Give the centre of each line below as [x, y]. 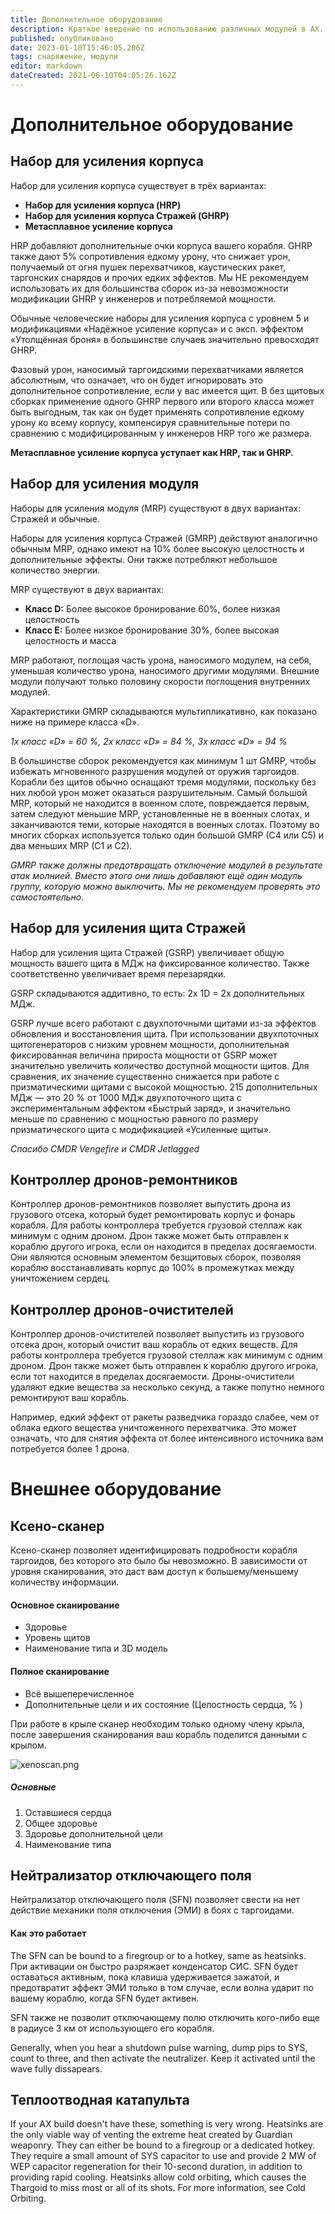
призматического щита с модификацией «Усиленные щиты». [141, 1129]
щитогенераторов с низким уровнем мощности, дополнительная [150, 1044]
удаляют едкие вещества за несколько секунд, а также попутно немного [167, 1387]
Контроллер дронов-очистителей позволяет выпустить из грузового [157, 1334]
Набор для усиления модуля [105, 484]
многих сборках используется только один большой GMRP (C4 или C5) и [167, 835]
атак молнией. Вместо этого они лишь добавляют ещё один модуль [156, 875]
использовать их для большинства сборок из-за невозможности [149, 288]
